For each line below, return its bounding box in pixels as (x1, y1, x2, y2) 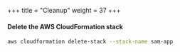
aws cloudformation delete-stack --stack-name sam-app (7, 38, 174, 46)
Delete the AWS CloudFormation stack (7, 22, 123, 31)
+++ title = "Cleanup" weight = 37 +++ (7, 6, 121, 14)
